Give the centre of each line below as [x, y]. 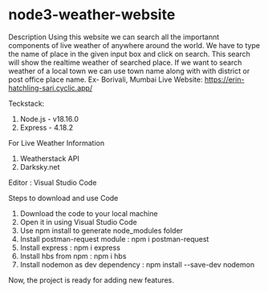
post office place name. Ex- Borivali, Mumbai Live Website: [106, 79]
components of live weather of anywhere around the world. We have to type [134, 45]
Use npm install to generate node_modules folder [101, 231]
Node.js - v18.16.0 [49, 118]
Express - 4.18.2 [47, 127]
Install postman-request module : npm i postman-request [114, 239]
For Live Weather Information [57, 142]
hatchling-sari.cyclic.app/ [51, 88]
